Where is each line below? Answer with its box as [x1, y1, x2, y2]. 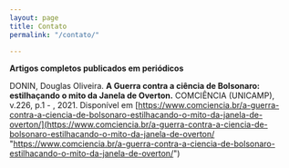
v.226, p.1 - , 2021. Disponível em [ [9, 100, 139, 111]
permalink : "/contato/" [9, 30, 100, 39]
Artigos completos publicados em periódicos [9, 63, 184, 74]
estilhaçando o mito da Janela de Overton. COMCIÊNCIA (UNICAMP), [9, 90, 275, 101]
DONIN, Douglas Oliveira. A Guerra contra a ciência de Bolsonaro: [9, 81, 261, 92]
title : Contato [9, 22, 67, 31]
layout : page [9, 13, 59, 23]
